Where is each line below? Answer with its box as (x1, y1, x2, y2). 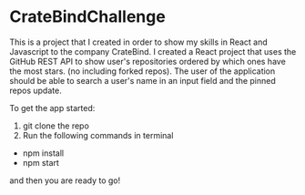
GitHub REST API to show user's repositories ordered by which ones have (9, 56, 287, 67)
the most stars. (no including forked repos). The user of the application (9, 66, 276, 77)
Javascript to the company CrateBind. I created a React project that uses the (9, 46, 297, 56)
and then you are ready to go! (9, 175, 121, 186)
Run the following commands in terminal (22, 129, 174, 140)
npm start (22, 157, 59, 168)
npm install (22, 148, 65, 159)
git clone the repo (22, 120, 89, 131)
